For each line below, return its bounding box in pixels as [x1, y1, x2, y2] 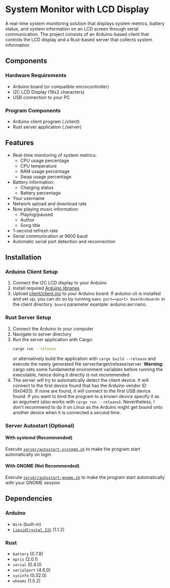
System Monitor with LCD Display [5, 4, 149, 15]
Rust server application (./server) [12, 123, 82, 130]
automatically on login [5, 451, 52, 458]
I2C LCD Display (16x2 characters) [12, 89, 85, 95]
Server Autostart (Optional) [5, 422, 75, 429]
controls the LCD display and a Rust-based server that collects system [5, 37, 153, 43]
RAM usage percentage [20, 168, 70, 174]
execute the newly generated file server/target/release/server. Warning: [12, 361, 164, 367]
